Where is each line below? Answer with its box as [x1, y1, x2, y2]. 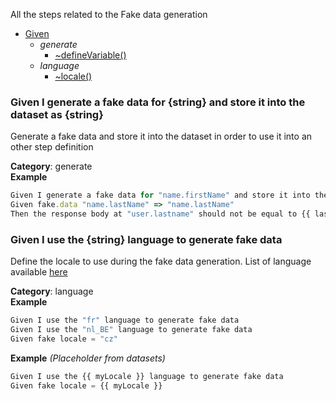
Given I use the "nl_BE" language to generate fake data [10, 325, 253, 335]
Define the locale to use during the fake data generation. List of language [10, 255, 312, 268]
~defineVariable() [54, 49, 127, 61]
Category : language [10, 285, 94, 298]
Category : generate [10, 160, 93, 173]
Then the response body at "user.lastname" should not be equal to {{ [10, 209, 311, 219]
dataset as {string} [10, 107, 104, 121]
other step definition [10, 141, 94, 153]
